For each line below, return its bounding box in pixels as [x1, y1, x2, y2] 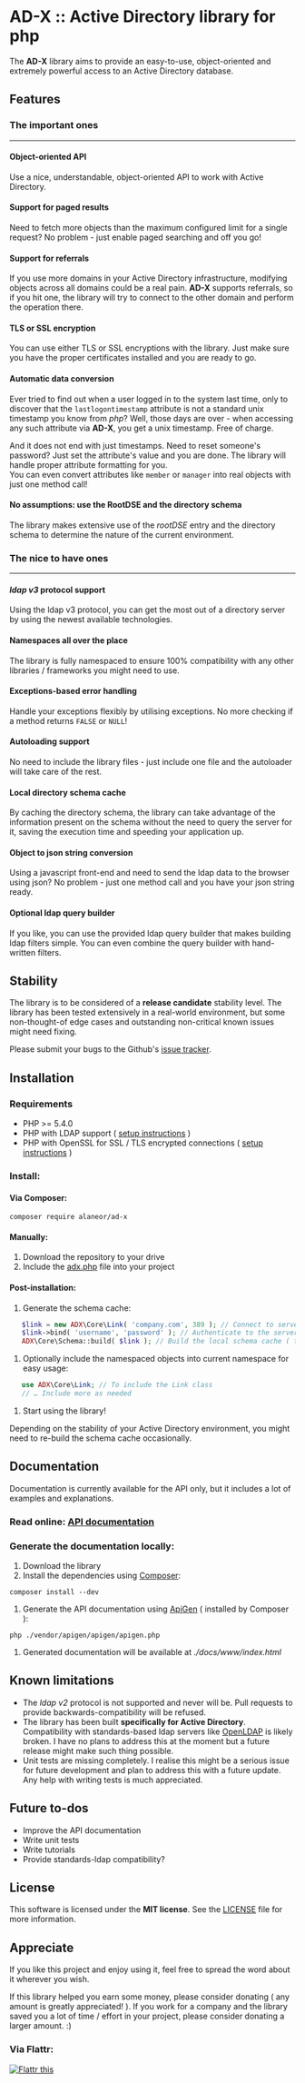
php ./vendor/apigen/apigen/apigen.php [9, 1631, 161, 1640]
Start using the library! [22, 1405, 106, 1416]
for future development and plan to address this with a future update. [22, 1764, 281, 1775]
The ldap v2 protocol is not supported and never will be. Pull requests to [22, 1697, 293, 1708]
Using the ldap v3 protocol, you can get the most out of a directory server [9, 604, 286, 615]
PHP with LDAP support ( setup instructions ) [22, 1128, 192, 1139]
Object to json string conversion [9, 847, 133, 858]
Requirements [9, 1097, 74, 1110]
